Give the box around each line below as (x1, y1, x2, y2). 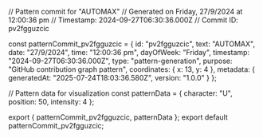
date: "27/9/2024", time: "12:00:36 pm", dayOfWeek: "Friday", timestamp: (8, 48, 249, 57)
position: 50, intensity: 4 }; (8, 97, 95, 106)
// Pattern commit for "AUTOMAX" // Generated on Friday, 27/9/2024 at (8, 7, 243, 16)
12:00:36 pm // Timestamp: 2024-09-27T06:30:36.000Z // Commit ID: (8, 15, 239, 25)
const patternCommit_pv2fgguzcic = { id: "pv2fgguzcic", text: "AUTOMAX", (8, 39, 255, 49)
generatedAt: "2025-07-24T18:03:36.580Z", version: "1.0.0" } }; (8, 73, 217, 82)
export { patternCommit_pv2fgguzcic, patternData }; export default (8, 112, 229, 122)
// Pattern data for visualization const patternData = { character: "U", (8, 89, 233, 98)
